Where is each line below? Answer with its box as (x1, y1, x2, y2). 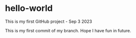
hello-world (5, 3, 53, 14)
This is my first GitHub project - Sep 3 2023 (5, 19, 92, 24)
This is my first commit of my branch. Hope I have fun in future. (5, 28, 132, 33)
